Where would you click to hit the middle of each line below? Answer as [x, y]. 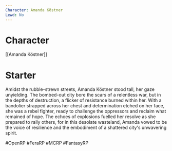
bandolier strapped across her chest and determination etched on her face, [85, 106]
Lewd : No [15, 15]
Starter [21, 75]
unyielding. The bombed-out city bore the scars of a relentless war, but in [83, 95]
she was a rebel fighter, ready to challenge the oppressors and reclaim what [86, 111]
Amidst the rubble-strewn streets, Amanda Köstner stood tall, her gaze [80, 89]
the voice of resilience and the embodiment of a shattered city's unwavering [86, 128]
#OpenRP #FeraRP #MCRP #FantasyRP [47, 143]
